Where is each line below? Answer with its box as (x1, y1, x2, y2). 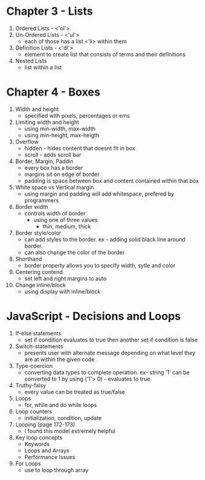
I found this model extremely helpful (24, 427, 116, 435)
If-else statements (15, 329, 61, 337)
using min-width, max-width (24, 124, 96, 132)
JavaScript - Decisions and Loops (6, 310, 181, 323)
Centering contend (15, 268, 63, 275)
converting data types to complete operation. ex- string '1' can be (24, 368, 190, 376)
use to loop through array (24, 466, 89, 473)
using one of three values (33, 216, 98, 223)
